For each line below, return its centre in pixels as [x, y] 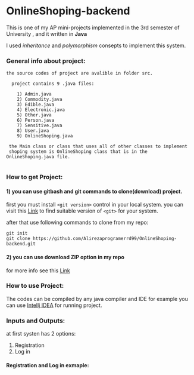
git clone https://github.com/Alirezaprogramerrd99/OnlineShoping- [92, 239]
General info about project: [46, 61]
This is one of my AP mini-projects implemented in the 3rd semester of [93, 27]
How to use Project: [35, 286]
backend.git [21, 244]
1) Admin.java [34, 94]
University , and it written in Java [47, 33]
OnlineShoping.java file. [38, 157]
